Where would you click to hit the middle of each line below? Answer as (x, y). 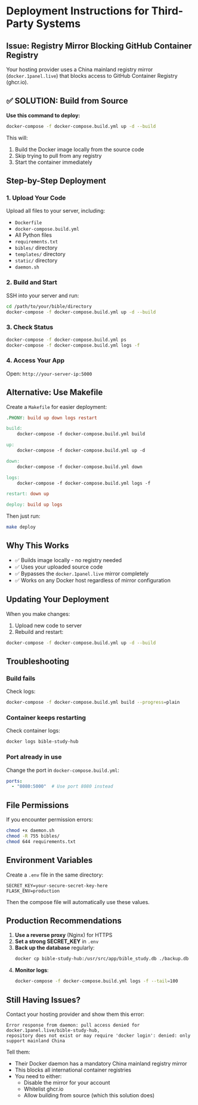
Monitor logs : (32, 970)
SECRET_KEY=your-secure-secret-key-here (57, 886)
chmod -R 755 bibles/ (33, 836)
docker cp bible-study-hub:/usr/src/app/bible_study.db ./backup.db (102, 959)
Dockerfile (28, 223)
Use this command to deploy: (43, 115)
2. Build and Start (32, 282)
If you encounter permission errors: (50, 820)
